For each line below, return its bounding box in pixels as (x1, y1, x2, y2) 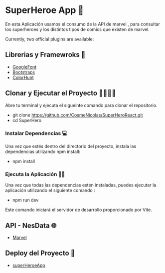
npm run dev (12, 197, 39, 203)
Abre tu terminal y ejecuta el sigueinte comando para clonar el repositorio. (5, 102, 158, 108)
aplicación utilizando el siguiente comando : (5, 187, 96, 193)
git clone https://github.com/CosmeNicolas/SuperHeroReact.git (12, 112, 143, 118)
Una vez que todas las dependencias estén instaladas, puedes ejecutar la (5, 182, 157, 188)
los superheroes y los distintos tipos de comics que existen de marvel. (5, 26, 150, 32)
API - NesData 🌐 (5, 221, 57, 229)
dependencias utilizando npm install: (5, 148, 81, 154)
